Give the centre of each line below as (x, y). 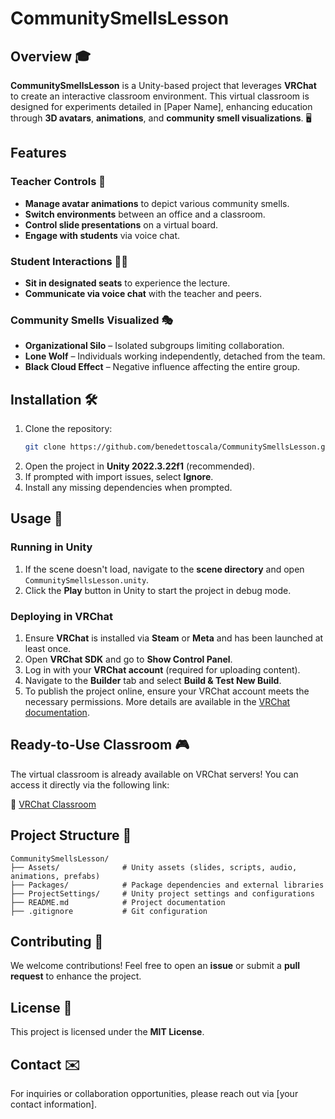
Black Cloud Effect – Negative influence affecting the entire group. (162, 367)
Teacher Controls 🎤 (58, 182)
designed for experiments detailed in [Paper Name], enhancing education (161, 106)
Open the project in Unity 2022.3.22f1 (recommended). (139, 466)
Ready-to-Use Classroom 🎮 (100, 745)
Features (38, 153)
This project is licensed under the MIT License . (107, 1032)
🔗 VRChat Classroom (53, 804)
